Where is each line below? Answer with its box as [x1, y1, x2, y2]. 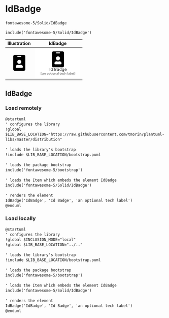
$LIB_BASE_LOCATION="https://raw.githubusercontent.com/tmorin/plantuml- [5, 132, 165, 137]
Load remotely [5, 104, 42, 111]
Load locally [5, 215, 36, 222]
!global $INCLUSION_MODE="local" [5, 237, 76, 242]
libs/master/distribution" [5, 137, 62, 142]
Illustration [7, 40, 31, 46]
